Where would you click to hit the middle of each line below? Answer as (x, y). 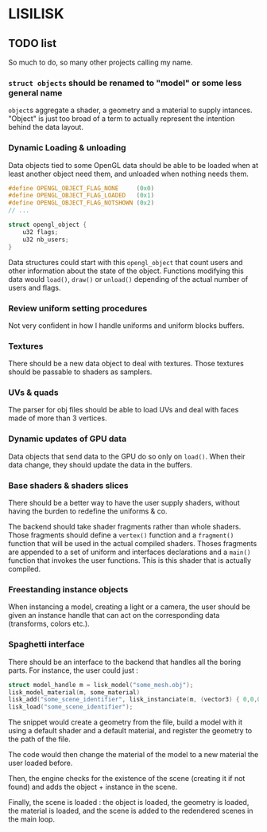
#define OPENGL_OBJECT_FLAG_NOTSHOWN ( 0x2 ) (81, 203)
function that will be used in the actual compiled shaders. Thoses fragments (133, 544)
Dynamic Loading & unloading (67, 148)
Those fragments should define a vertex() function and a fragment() (121, 535)
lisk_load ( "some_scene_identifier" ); (71, 707)
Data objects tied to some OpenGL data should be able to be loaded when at (133, 165)
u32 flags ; (41, 232)
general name (35, 92)
